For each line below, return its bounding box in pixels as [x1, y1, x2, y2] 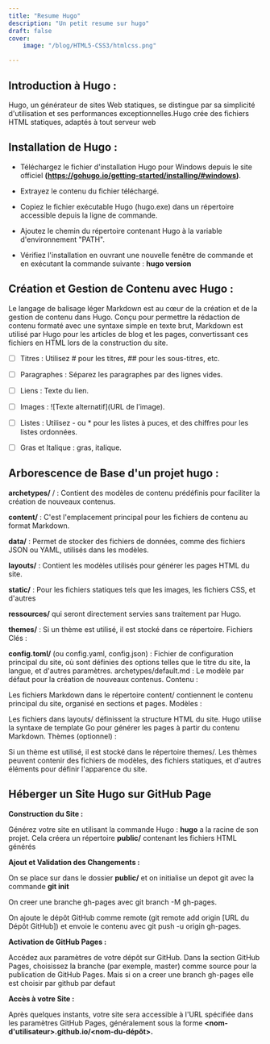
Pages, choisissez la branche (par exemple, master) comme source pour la [8, 961, 257, 971]
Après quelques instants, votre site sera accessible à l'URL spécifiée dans [8, 1009, 254, 1019]
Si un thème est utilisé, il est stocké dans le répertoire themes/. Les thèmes [8, 747, 258, 756]
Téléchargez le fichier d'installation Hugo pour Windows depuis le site [19, 162, 252, 172]
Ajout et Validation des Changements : [8, 857, 140, 867]
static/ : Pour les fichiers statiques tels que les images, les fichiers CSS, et [8, 584, 256, 594]
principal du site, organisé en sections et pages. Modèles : [8, 698, 203, 708]
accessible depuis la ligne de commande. [19, 210, 158, 220]
